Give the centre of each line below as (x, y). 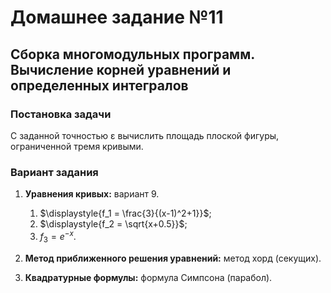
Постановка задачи (61, 114)
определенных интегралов (99, 85)
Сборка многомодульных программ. (132, 54)
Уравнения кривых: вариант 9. (92, 194)
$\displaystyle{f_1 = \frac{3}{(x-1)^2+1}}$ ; (125, 213)
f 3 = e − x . (58, 237)
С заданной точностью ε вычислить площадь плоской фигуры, (145, 135)
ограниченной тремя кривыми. (77, 146)
